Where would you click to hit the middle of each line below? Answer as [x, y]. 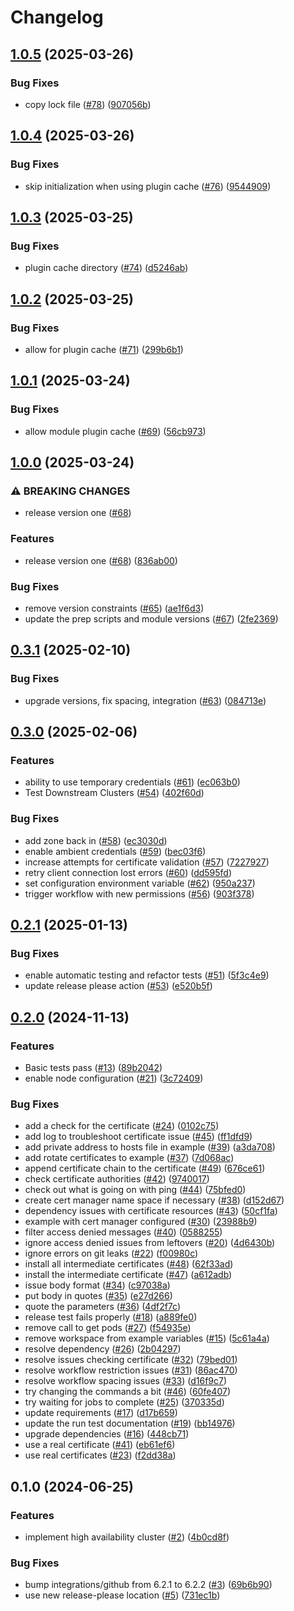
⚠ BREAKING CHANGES [70, 491]
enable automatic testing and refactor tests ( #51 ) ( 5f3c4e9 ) [147, 975]
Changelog [57, 17]
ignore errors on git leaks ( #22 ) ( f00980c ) [111, 1253]
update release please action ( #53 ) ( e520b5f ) [118, 986]
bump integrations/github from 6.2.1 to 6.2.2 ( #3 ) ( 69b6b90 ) [148, 1585]
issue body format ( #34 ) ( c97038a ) [97, 1285]
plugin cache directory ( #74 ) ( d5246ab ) [106, 268]
